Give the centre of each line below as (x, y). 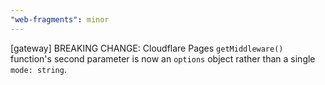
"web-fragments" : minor (60, 19)
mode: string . (38, 69)
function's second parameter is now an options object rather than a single (163, 58)
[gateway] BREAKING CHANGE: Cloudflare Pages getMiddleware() (147, 48)
